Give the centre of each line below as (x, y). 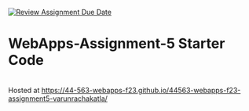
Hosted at (24, 90)
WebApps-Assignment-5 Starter (117, 44)
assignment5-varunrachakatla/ (58, 98)
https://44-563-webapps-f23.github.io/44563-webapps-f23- (141, 90)
